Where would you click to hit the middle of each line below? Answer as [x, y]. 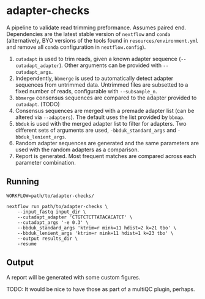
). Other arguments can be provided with [110, 65]
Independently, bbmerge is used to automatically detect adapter [94, 78]
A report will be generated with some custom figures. [73, 277]
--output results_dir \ [48, 239]
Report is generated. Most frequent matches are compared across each [106, 156]
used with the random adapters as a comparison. [77, 149]
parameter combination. [46, 162]
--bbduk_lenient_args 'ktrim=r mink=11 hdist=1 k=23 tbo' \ [95, 233]
